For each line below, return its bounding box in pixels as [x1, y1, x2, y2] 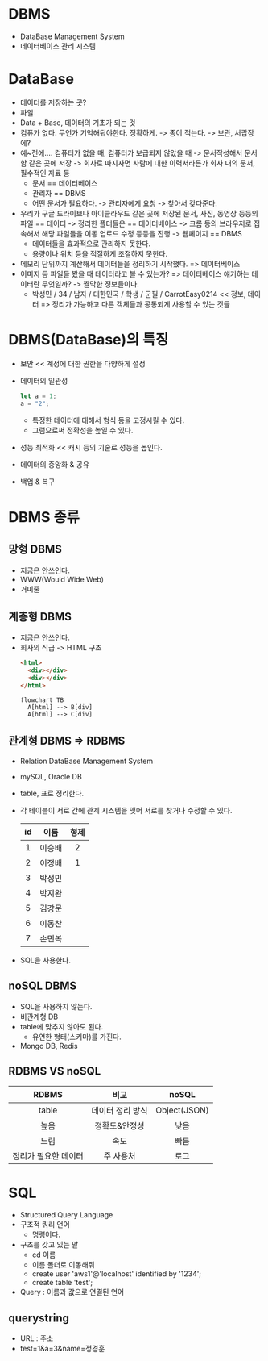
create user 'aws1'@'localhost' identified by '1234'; [31, 1269, 202, 1279]
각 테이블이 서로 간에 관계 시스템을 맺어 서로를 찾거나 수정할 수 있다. [19, 805, 233, 815]
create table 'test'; [31, 1278, 93, 1288]
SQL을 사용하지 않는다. [19, 1001, 93, 1011]
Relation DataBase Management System [19, 756, 154, 766]
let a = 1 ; [19, 392, 57, 400]
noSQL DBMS [8, 979, 77, 993]
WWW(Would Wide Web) [19, 574, 105, 584]
